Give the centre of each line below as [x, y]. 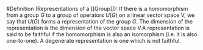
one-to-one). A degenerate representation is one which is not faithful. [94, 41]
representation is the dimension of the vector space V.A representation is [98, 28]
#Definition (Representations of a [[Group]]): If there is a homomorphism [97, 9]
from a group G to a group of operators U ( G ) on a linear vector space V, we [101, 15]
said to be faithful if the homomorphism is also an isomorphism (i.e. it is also [102, 34]
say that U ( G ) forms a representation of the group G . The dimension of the [100, 21]
